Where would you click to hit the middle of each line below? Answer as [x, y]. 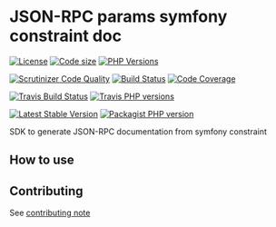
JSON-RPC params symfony [118, 17]
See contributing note [50, 213]
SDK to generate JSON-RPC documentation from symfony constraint [138, 131]
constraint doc [66, 36]
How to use [42, 160]
